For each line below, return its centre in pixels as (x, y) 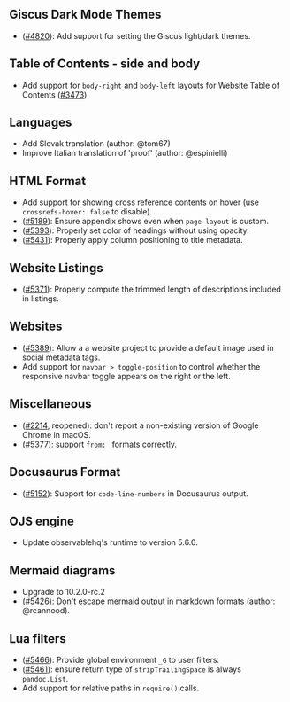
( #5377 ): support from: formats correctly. (99, 444)
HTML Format (48, 181)
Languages (41, 123)
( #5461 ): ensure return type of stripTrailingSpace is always (131, 669)
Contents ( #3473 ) (54, 94)
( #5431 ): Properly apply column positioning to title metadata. (132, 240)
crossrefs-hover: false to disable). (87, 212)
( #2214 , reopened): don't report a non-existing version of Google (140, 425)
